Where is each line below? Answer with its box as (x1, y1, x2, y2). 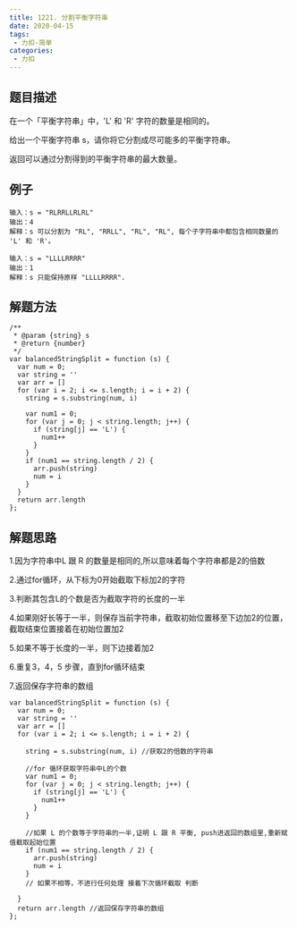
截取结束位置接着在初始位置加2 (9, 623, 124, 635)
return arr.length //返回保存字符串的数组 (17, 904, 165, 913)
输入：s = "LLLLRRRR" (9, 254, 86, 263)
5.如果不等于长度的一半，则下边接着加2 (9, 643, 155, 654)
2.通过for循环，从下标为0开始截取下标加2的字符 (9, 574, 186, 586)
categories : (9, 46, 54, 55)
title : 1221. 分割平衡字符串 (9, 13, 109, 22)
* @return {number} (13, 339, 87, 349)
